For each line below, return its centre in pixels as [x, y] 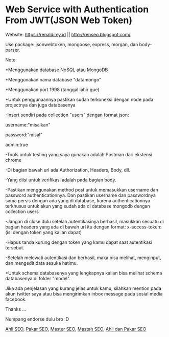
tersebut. [15, 247]
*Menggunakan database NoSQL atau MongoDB [57, 70]
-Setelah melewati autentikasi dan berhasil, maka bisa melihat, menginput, [83, 258]
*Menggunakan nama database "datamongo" [53, 79]
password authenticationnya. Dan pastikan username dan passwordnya [80, 195]
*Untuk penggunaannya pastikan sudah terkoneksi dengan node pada [79, 99]
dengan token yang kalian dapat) [47, 232]
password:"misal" [24, 135]
